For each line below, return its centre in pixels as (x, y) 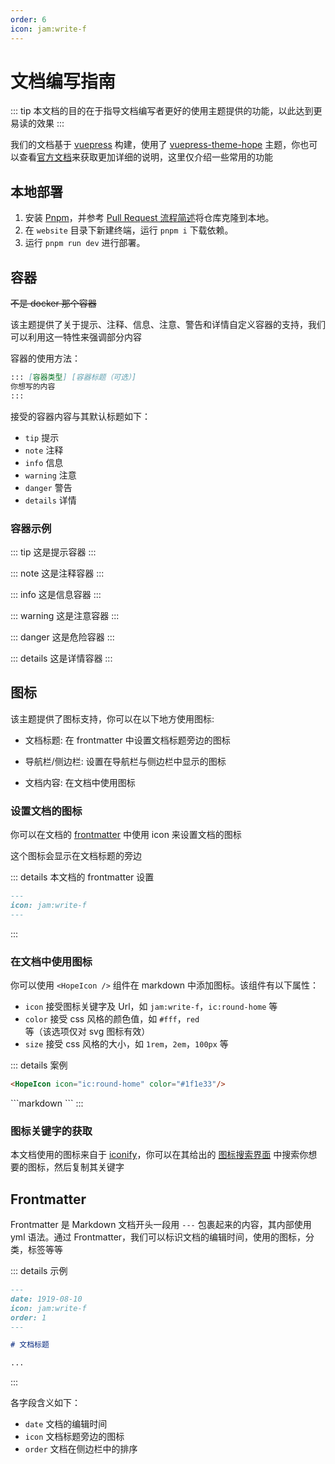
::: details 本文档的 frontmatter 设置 (82, 877)
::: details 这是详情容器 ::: (61, 658)
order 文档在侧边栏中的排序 (81, 1449)
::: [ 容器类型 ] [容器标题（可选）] (73, 377)
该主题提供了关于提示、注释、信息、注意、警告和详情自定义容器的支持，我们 (168, 325)
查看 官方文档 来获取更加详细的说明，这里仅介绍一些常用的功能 (145, 157)
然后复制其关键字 (89, 1167)
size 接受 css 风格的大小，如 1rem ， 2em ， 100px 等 (126, 1044)
